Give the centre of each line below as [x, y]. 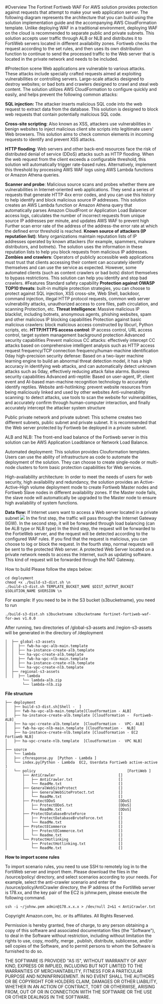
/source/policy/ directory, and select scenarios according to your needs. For [81, 877]
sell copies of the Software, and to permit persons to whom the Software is [80, 946]
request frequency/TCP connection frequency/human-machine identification [82, 351]
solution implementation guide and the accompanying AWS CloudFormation [81, 22]
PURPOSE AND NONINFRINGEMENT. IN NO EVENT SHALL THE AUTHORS [80, 976]
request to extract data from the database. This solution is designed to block [82, 109]
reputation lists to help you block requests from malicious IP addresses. [77, 252]
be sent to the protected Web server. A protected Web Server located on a [80, 549]
